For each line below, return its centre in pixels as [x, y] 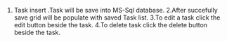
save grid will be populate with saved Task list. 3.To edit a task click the [117, 17]
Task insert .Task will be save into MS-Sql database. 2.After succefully [116, 10]
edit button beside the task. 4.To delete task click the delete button [111, 25]
